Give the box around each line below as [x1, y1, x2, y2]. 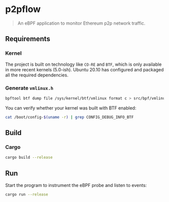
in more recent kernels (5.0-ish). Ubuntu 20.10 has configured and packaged [5, 66, 164, 72]
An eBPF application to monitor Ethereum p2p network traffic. [17, 20, 146, 26]
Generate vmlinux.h [5, 84, 54, 91]
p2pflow [5, 4, 41, 15]
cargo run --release [5, 192, 49, 197]
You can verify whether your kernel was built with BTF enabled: [5, 105, 137, 111]
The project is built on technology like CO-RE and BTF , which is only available [5, 61, 162, 67]
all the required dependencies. [5, 72, 69, 78]
